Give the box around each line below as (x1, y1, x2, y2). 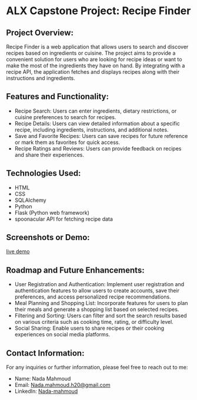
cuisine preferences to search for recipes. (14, 113, 116, 120)
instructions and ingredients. (6, 75, 75, 81)
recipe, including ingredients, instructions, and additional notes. (14, 126, 169, 133)
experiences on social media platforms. (14, 331, 111, 338)
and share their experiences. (14, 151, 84, 158)
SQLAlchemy (14, 196, 46, 204)
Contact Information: (6, 348, 85, 358)
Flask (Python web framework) (14, 209, 90, 216)
